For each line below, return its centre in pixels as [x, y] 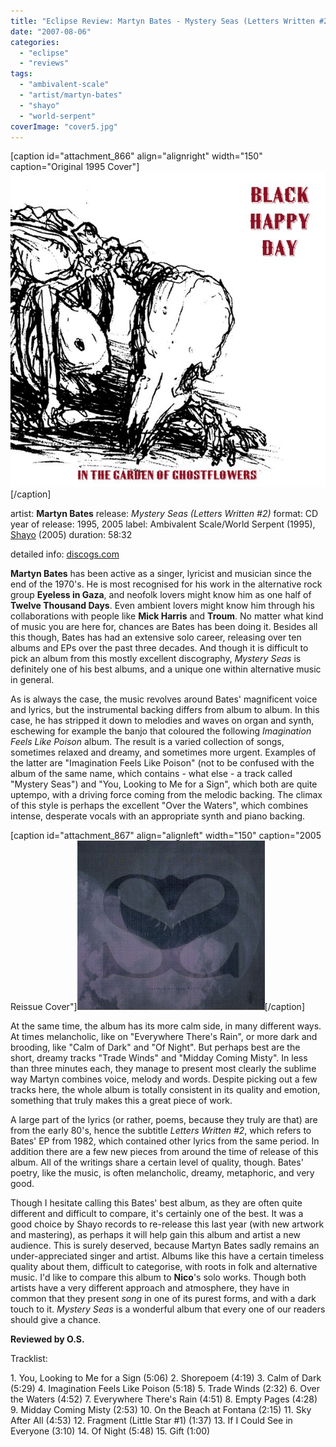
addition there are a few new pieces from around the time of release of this [164, 1152]
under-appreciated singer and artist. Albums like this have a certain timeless [167, 1256]
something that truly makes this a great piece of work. [121, 1101]
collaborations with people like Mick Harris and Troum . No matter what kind [167, 616]
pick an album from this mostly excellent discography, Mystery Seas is [156, 659]
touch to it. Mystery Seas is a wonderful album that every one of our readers [168, 1309]
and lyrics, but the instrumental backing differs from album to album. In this [165, 710]
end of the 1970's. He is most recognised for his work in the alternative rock [166, 584]
